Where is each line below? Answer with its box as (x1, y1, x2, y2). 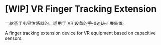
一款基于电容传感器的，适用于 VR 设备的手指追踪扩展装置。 (5, 20, 127, 26)
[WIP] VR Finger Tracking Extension (5, 3, 157, 15)
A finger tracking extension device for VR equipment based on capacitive (5, 30, 156, 36)
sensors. (5, 35, 23, 41)
